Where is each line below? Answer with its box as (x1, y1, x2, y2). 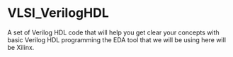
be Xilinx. (7, 43, 35, 51)
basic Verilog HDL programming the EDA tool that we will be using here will (7, 35, 227, 44)
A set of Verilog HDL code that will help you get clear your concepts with (7, 28, 220, 37)
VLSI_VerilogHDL (7, 5, 109, 21)
